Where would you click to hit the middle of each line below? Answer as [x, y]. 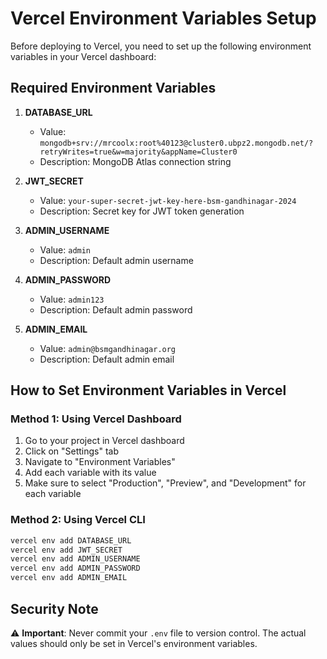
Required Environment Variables [113, 88]
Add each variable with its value [90, 473]
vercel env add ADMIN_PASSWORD [75, 568]
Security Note [54, 608]
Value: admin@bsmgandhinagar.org [108, 348]
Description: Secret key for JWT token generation [142, 211]
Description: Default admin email [107, 359]
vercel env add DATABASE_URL [71, 540]
